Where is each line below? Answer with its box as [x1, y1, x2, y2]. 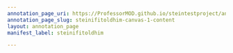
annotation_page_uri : [7, 10, 70, 17]
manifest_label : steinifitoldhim [7, 29, 104, 36]
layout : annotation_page [7, 23, 79, 30]
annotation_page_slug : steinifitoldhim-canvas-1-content [7, 17, 175, 23]
